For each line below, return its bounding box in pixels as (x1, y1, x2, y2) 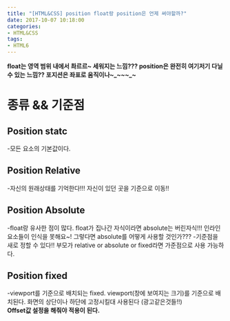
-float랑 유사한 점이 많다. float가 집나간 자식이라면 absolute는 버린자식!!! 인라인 (7, 224, 221, 232)
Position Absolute (7, 204, 85, 216)
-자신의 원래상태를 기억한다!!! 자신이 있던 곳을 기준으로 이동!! (7, 184, 170, 192)
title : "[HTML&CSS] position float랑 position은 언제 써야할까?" (7, 10, 187, 17)
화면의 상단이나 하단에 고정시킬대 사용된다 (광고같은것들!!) (27, 298, 182, 306)
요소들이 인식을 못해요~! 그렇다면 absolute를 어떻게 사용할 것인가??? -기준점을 (7, 232, 218, 240)
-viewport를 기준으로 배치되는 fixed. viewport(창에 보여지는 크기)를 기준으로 (7, 289, 214, 298)
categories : (7, 23, 41, 30)
